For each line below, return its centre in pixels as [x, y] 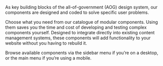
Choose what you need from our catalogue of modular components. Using [81, 22]
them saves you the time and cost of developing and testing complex [76, 27]
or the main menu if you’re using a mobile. [48, 58]
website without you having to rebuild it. [46, 43]
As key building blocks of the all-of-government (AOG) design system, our [81, 7]
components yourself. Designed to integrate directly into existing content [80, 33]
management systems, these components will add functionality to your [78, 38]
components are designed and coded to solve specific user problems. [77, 12]
